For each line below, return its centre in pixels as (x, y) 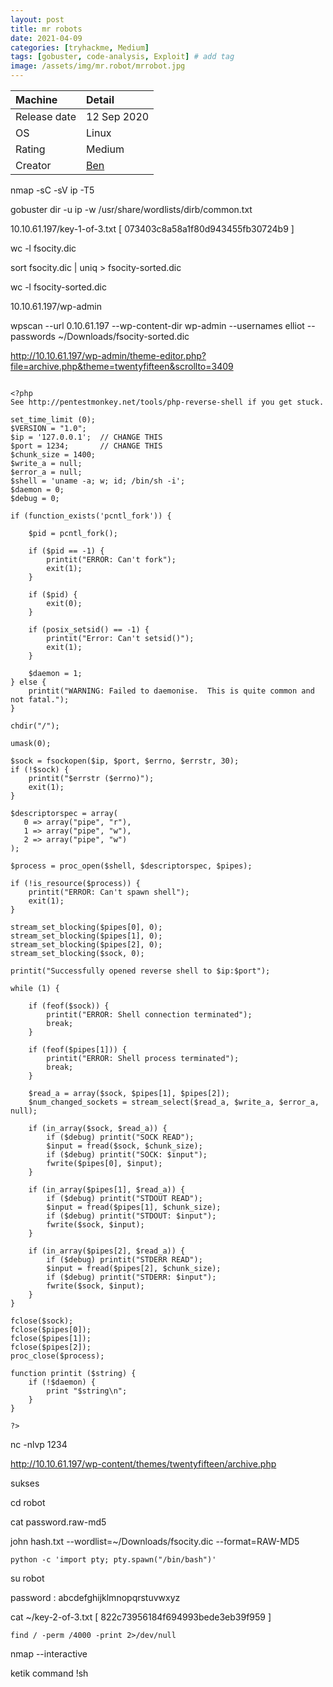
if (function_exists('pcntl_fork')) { (91, 516)
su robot (27, 1578)
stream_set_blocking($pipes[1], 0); (86, 936)
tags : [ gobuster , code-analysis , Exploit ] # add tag (122, 57)
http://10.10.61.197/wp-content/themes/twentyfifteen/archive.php (143, 1464)
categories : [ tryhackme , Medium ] (80, 47)
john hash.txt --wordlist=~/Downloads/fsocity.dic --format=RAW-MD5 (155, 1541)
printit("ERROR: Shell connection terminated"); (149, 1015)
